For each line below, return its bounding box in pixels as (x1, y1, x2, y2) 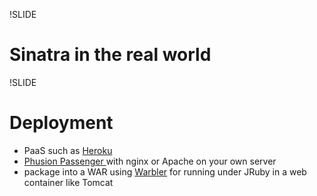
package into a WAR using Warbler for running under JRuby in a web (23, 165, 307, 178)
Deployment (9, 112, 114, 134)
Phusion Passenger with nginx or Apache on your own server (23, 155, 277, 167)
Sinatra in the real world (9, 44, 212, 66)
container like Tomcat (23, 176, 114, 188)
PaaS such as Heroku (23, 144, 113, 156)
